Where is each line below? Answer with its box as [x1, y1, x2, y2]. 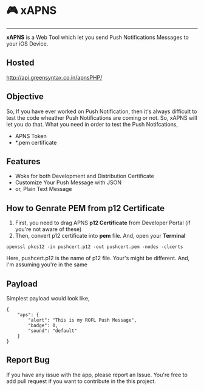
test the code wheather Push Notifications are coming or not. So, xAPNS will [6, 114, 197, 121]
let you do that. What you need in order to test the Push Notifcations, [6, 120, 178, 128]
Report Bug [6, 355, 50, 365]
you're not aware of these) [15, 226, 82, 233]
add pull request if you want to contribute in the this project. [6, 377, 156, 385]
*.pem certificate [15, 139, 57, 146]
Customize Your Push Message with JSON [15, 179, 121, 186]
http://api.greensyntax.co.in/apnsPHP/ [6, 74, 103, 81]
